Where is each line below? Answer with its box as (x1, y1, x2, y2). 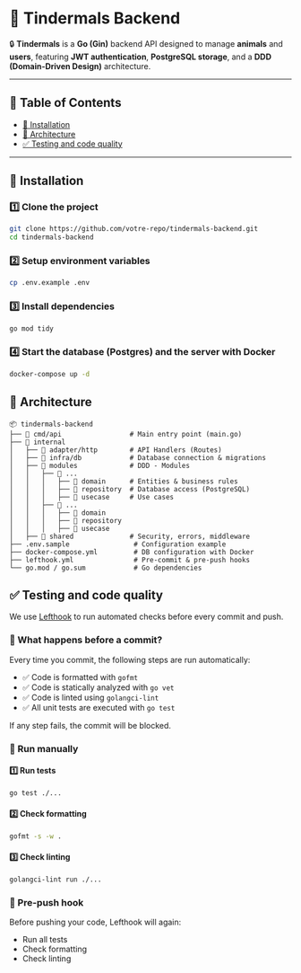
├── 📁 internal (9, 438, 66, 447)
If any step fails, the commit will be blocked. (9, 720, 172, 730)
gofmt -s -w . (9, 831, 63, 841)
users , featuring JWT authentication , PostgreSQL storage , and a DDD (9, 51, 271, 62)
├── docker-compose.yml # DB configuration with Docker (9, 547, 254, 556)
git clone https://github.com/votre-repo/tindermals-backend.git (9, 225, 258, 234)
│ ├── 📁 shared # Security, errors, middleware (9, 532, 251, 541)
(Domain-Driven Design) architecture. (9, 60, 151, 71)
